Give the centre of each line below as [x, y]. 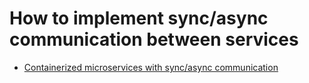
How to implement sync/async [139, 18]
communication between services [154, 39]
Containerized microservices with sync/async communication [151, 67]
